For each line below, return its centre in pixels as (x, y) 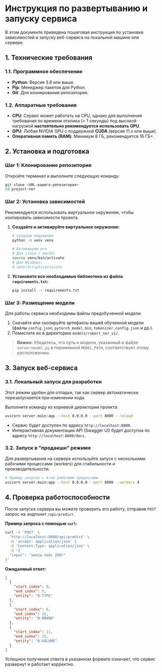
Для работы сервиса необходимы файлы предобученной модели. (74, 313)
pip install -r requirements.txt (46, 290)
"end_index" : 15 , (31, 636)
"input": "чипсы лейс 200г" (38, 555)
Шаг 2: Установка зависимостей (45, 202)
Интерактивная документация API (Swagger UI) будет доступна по (81, 430)
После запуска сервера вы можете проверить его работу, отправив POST (81, 509)
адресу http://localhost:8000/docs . (49, 435)
